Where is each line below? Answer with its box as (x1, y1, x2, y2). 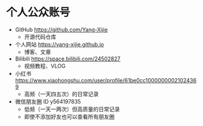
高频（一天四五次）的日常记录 (24, 90, 99, 98)
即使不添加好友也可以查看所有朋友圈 (24, 113, 115, 120)
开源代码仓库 (24, 33, 56, 40)
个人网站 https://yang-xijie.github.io (15, 41, 104, 48)
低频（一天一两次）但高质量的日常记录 (24, 105, 120, 113)
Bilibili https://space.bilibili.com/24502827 (15, 55, 121, 62)
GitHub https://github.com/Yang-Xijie (15, 25, 108, 33)
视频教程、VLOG (24, 62, 65, 70)
